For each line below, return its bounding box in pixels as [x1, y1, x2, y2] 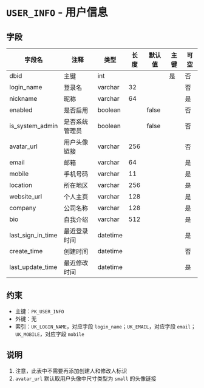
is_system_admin [9, 122, 58, 130]
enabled [9, 106, 33, 114]
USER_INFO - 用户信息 [6, 5, 108, 19]
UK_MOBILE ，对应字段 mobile [15, 330, 85, 338]
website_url [9, 192, 42, 200]
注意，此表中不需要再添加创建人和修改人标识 [15, 367, 127, 374]
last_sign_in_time [9, 231, 58, 239]
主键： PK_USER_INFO [15, 307, 64, 315]
